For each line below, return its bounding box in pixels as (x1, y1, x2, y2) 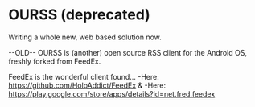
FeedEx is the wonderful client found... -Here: (8, 72, 159, 81)
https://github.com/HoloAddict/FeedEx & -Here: (8, 80, 167, 90)
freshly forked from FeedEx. (8, 56, 101, 66)
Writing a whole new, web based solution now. (8, 32, 162, 42)
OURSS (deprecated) (8, 6, 150, 24)
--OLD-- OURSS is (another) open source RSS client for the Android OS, (8, 47, 248, 57)
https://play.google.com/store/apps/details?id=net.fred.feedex (8, 88, 216, 98)
